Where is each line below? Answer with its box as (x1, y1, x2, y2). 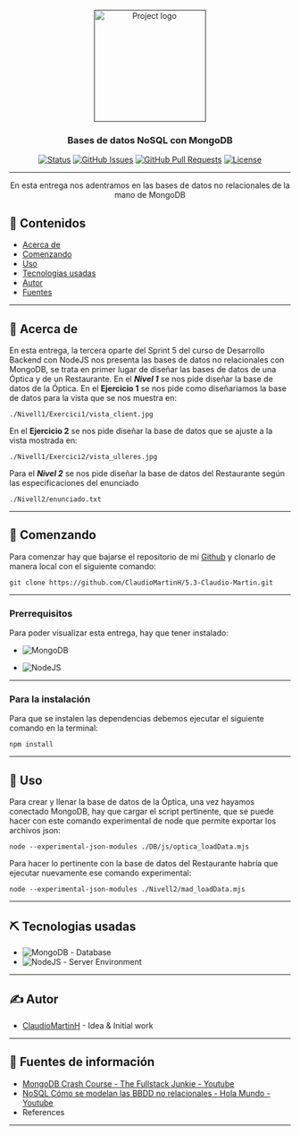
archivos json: (9, 825, 61, 836)
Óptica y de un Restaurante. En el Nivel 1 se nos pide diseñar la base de (9, 373, 274, 384)
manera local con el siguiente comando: (9, 560, 156, 571)
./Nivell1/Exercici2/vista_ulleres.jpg (9, 452, 158, 461)
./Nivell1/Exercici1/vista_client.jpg (9, 409, 154, 419)
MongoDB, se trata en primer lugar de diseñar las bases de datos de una (9, 363, 277, 374)
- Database (70, 946, 112, 958)
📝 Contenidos (9, 216, 87, 231)
